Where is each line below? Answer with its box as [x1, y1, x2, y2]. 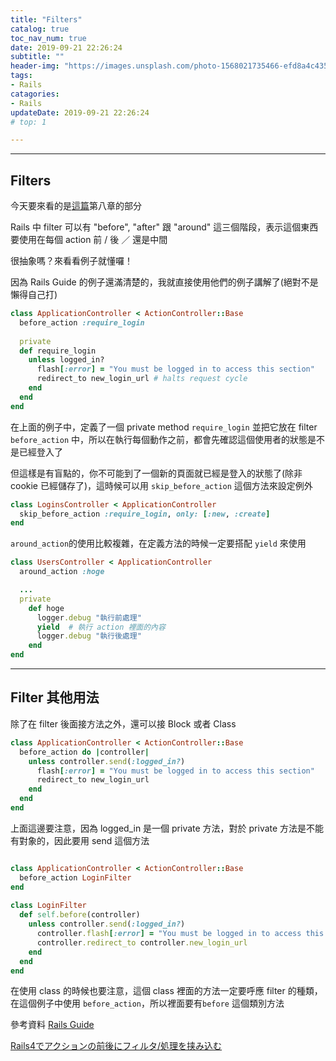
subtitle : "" [10, 52, 65, 62]
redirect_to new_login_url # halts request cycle [36, 374, 248, 384]
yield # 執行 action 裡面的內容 [36, 622, 166, 632]
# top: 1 [10, 117, 47, 127]
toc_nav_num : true [10, 33, 87, 43]
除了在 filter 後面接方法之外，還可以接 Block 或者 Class [10, 717, 237, 730]
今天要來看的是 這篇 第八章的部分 [10, 200, 142, 212]
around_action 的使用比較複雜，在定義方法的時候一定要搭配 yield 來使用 [10, 537, 307, 550]
